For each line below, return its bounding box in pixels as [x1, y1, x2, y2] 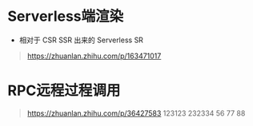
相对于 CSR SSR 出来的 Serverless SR [18, 35, 143, 45]
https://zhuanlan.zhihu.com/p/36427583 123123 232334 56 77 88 [26, 108, 246, 118]
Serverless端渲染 [7, 7, 124, 26]
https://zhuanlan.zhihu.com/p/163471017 [26, 51, 162, 61]
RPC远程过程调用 [7, 81, 121, 100]
